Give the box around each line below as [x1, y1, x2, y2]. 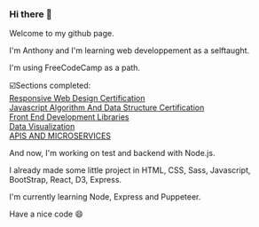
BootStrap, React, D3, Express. [9, 175, 122, 185]
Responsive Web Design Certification [9, 93, 145, 104]
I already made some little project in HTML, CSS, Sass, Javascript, [9, 165, 251, 176]
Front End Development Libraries [9, 112, 129, 122]
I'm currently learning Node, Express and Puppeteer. [9, 192, 201, 202]
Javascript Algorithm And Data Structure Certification [9, 102, 205, 113]
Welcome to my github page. [9, 28, 115, 39]
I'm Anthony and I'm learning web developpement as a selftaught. [9, 45, 250, 56]
